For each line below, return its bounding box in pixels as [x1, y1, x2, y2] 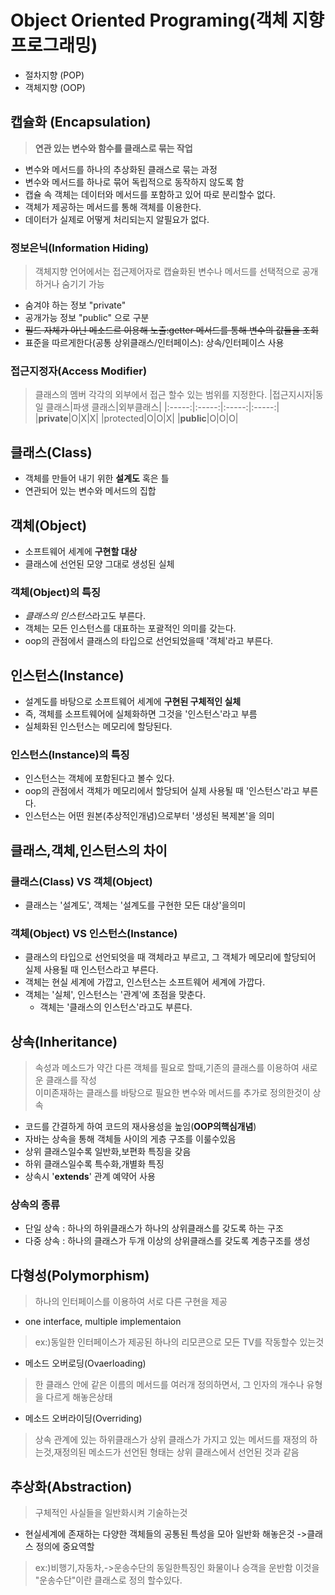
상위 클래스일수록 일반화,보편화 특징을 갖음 [24, 1146, 192, 1158]
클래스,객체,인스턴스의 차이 [10, 842, 168, 859]
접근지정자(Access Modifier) [10, 364, 148, 378]
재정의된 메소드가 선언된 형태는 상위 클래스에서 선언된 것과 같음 [53, 1446, 300, 1458]
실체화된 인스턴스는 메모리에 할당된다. [24, 721, 173, 733]
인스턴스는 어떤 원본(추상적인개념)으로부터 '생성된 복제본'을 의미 [24, 810, 275, 822]
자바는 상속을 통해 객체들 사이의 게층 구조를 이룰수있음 [24, 1133, 237, 1145]
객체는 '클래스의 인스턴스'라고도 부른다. [39, 1001, 193, 1013]
